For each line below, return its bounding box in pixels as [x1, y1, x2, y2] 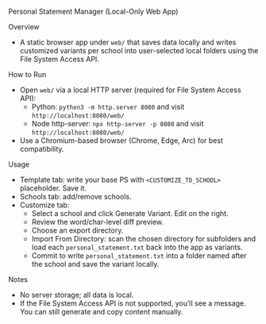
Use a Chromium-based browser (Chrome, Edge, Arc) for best [19, 136, 224, 145]
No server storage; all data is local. [19, 290, 134, 299]
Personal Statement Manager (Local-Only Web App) [8, 7, 179, 16]
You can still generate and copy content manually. [19, 307, 183, 316]
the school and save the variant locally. [31, 260, 160, 268]
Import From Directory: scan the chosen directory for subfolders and [31, 234, 256, 243]
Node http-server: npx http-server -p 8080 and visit [31, 119, 204, 128]
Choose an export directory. [31, 226, 124, 235]
